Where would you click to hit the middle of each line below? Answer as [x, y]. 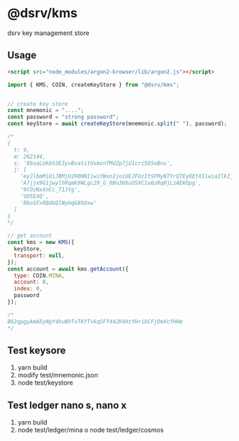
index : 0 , [28, 289]
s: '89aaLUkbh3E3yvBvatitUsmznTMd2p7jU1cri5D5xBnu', [94, 163]
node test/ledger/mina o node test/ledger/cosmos [91, 430]
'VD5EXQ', [35, 196]
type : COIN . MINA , [39, 275]
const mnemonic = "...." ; [46, 111]
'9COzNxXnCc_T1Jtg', [51, 190]
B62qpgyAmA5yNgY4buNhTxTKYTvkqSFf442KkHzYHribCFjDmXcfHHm [95, 321]
